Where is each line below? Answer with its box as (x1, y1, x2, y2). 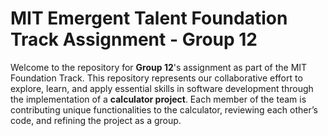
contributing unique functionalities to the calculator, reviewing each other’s (10, 103, 318, 116)
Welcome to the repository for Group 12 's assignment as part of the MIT (10, 61, 308, 73)
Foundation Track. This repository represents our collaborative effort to (10, 72, 303, 84)
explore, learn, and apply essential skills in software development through (10, 82, 314, 94)
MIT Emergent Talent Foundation (10, 7, 288, 30)
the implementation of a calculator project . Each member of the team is (10, 93, 307, 105)
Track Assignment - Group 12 (10, 28, 258, 51)
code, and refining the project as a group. (10, 114, 182, 126)
